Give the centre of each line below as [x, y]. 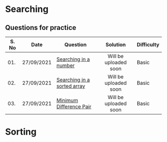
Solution [116, 45]
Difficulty [148, 45]
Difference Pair [74, 107]
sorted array [71, 86]
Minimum [67, 100]
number [66, 66]
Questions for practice [41, 28]
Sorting [21, 132]
